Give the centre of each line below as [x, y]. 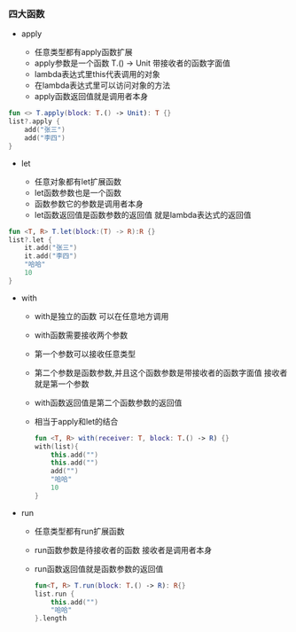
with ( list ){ [56, 446]
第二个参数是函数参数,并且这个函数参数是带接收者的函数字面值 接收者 [161, 372]
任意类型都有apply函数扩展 [83, 52]
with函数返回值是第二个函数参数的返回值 [108, 402]
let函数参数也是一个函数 [78, 192]
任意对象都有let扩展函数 [78, 181]
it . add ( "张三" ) [51, 248]
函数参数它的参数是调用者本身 [89, 203]
